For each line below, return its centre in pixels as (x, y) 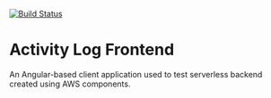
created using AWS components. (70, 84)
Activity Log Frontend (92, 50)
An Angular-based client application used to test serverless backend (136, 74)
